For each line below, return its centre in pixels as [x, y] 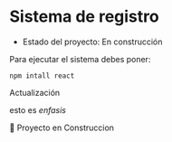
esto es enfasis [38, 109]
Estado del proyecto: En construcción [92, 42]
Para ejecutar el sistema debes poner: [80, 59]
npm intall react [42, 76]
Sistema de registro [85, 17]
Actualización [35, 92]
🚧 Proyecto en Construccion [62, 128]
